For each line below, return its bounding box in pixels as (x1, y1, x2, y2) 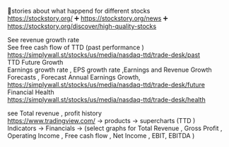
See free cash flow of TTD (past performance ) (7, 43, 145, 51)
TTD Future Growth (7, 58, 64, 66)
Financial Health (7, 88, 54, 96)
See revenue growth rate (7, 36, 80, 44)
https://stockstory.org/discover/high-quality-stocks (7, 22, 157, 30)
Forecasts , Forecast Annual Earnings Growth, (7, 73, 141, 81)
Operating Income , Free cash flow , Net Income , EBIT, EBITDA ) (7, 132, 195, 140)
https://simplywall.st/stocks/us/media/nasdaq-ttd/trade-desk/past (7, 51, 200, 59)
